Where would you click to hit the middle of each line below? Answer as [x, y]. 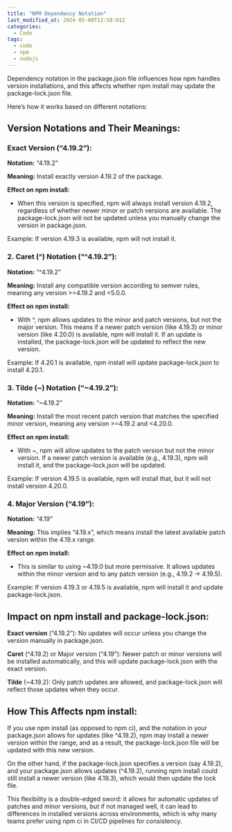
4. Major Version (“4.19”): [51, 504]
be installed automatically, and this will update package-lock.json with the [113, 662]
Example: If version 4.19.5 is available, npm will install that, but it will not [109, 479]
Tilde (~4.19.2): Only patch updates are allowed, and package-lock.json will [115, 682]
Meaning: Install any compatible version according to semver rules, [104, 285]
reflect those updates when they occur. [63, 689]
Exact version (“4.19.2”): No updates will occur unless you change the [107, 633]
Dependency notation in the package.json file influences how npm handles [114, 78]
